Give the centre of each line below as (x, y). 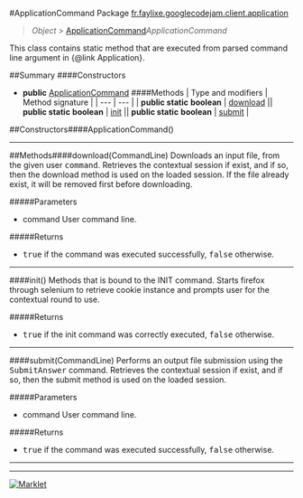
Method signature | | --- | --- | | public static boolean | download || (147, 102)
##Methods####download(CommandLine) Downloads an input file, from (145, 155)
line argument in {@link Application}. (78, 57)
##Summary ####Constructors (68, 75)
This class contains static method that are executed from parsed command (149, 48)
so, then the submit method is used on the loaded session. (118, 380)
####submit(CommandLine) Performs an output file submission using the (146, 360)
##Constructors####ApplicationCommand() (92, 129)
